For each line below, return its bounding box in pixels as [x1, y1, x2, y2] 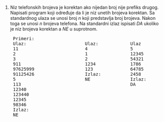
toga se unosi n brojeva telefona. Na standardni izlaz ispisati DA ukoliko [10, 20, 159, 26]
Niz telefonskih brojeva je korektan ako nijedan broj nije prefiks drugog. [10, 5, 159, 10]
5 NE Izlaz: [13, 76, 147, 82]
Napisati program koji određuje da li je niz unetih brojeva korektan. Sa [10, 10, 155, 16]
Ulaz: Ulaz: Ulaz [13, 41, 141, 46]
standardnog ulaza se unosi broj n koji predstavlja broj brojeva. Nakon [10, 15, 156, 21]
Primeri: [13, 36, 34, 41]
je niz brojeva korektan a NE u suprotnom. [10, 26, 98, 32]
